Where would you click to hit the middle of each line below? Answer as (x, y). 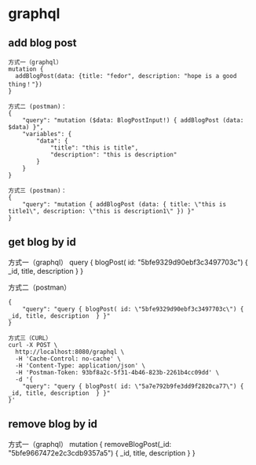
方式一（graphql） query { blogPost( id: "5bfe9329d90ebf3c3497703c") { (128, 262)
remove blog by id (53, 424)
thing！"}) (26, 84)
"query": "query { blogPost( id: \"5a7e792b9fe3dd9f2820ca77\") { (133, 386)
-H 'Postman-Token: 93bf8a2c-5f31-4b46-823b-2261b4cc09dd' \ (117, 372)
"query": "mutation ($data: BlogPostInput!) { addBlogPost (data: (133, 120)
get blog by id (42, 242)
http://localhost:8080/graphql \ (70, 352)
